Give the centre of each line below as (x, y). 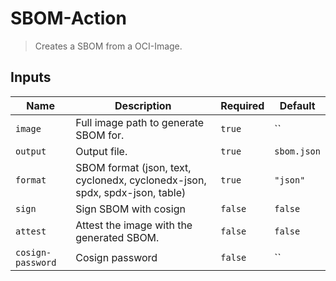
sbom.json (297, 151)
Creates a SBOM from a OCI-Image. (108, 46)
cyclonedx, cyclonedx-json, (141, 180)
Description (143, 105)
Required (242, 105)
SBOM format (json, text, (133, 167)
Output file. (101, 151)
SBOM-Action (68, 18)
